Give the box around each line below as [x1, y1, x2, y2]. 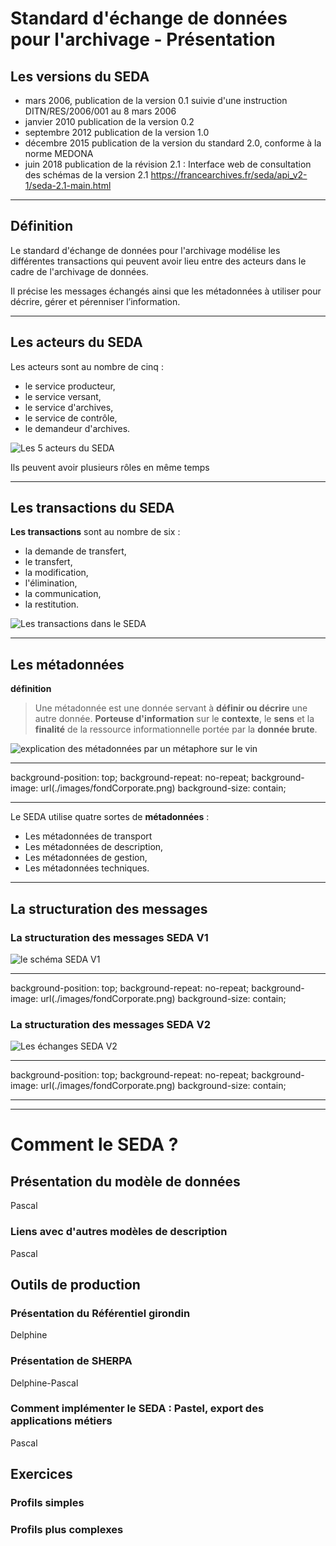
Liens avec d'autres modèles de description [10, 1225, 228, 1239]
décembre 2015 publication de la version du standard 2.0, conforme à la [24, 137, 322, 149]
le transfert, [24, 556, 73, 568]
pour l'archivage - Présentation [10, 28, 276, 51]
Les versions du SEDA [10, 68, 150, 85]
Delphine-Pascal [10, 1377, 79, 1389]
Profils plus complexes [10, 1523, 124, 1537]
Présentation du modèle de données [10, 1173, 241, 1190]
